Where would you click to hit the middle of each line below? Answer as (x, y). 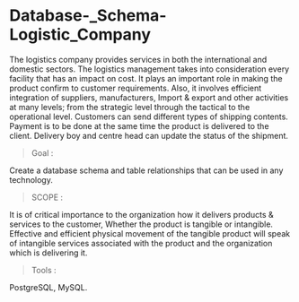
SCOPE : (47, 197)
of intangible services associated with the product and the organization (141, 243)
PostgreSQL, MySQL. (48, 287)
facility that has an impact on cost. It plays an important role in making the (146, 78)
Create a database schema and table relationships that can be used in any (146, 170)
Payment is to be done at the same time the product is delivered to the (139, 125)
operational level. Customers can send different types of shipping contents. (149, 116)
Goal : (42, 152)
